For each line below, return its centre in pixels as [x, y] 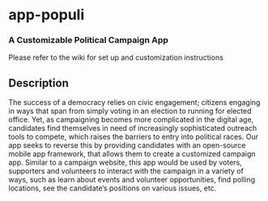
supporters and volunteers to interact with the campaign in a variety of [126, 171]
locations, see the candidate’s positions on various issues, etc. [113, 188]
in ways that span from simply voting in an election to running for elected [130, 111]
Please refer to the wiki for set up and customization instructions [116, 57]
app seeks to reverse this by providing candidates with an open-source [127, 145]
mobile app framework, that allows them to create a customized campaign [132, 154]
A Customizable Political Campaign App [88, 40]
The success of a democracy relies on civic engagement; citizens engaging [134, 103]
